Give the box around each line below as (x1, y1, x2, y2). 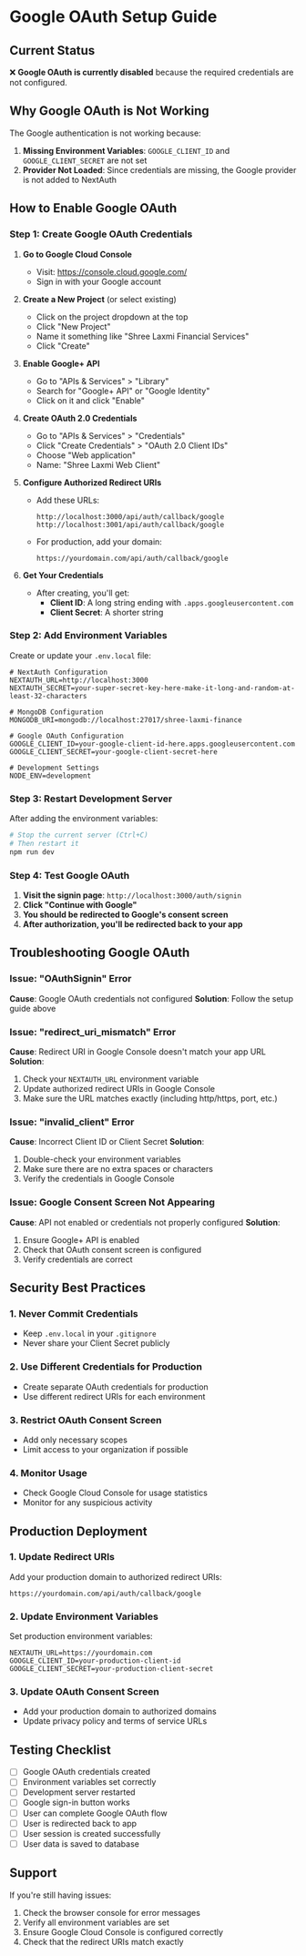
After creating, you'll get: (36, 587, 130, 598)
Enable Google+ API (22, 358, 100, 369)
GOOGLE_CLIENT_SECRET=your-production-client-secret (9, 1665, 214, 1674)
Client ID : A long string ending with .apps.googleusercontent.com (49, 596, 294, 607)
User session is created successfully (22, 1828, 161, 1839)
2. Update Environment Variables (9, 1610, 159, 1623)
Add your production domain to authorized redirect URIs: (9, 1571, 222, 1582)
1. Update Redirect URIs (9, 1551, 116, 1564)
